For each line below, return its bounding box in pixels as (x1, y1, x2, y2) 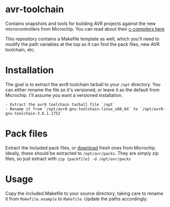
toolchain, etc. (5, 46, 36, 53)
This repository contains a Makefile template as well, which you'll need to (5, 36, 160, 42)
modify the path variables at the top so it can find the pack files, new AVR (5, 41, 160, 47)
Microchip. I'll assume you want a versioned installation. (5, 92, 123, 98)
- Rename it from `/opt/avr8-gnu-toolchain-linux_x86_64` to (5, 106, 138, 112)
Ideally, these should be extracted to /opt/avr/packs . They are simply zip (5, 150, 159, 156)
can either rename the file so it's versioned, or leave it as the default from (5, 87, 160, 93)
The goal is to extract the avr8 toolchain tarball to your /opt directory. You (5, 81, 161, 87)
